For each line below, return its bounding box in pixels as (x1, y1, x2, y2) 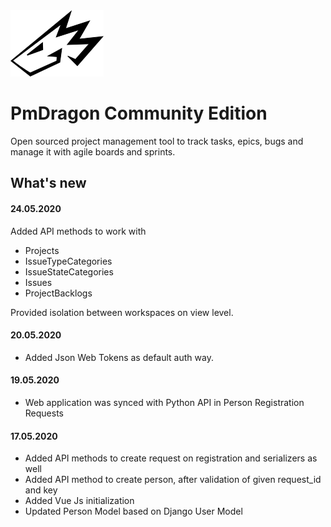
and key (24, 484, 58, 496)
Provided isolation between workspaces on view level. (10, 306, 234, 318)
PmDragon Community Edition (10, 102, 268, 125)
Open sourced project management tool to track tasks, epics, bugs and (10, 135, 304, 147)
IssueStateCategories (24, 265, 114, 278)
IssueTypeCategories (24, 255, 113, 267)
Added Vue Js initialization (24, 495, 135, 507)
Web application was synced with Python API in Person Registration (24, 396, 305, 408)
